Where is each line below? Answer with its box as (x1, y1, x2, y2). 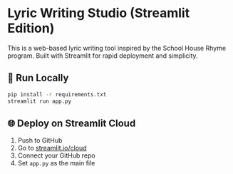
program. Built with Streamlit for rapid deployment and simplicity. (7, 51, 198, 60)
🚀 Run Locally (7, 72, 69, 84)
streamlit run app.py (7, 98, 72, 105)
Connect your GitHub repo (17, 151, 95, 160)
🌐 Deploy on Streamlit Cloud (7, 117, 136, 129)
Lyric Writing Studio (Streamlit (7, 5, 190, 21)
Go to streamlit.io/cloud (17, 144, 87, 153)
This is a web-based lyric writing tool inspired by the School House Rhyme (7, 43, 227, 52)
